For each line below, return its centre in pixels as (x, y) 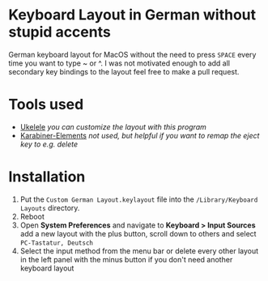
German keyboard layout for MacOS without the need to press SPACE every (132, 54)
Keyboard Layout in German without (132, 15)
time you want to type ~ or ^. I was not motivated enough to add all (119, 63)
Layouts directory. (50, 207)
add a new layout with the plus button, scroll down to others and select (138, 233)
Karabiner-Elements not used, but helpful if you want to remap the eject (140, 135)
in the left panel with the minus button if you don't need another (126, 259)
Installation (47, 177)
